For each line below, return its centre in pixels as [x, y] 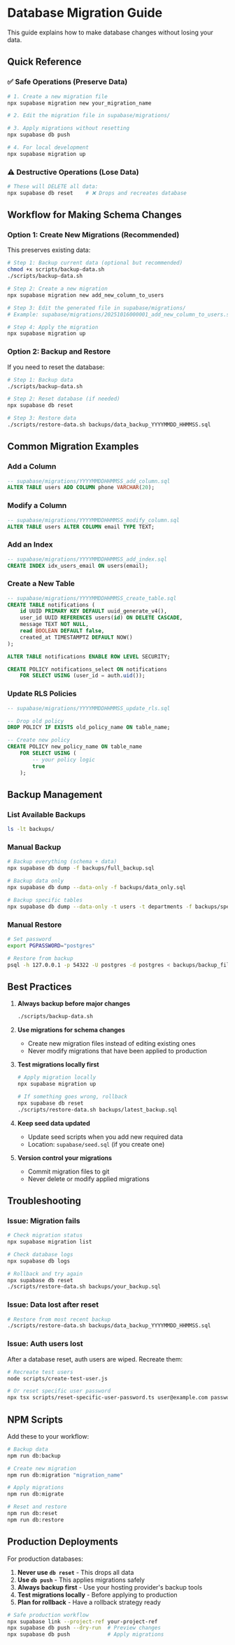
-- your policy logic [64, 759]
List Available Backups [47, 814]
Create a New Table [41, 584]
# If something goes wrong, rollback [72, 1096]
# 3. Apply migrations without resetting [69, 128]
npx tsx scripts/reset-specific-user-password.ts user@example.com [108, 1398]
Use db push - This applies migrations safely [81, 1580]
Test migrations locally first [58, 1065]
